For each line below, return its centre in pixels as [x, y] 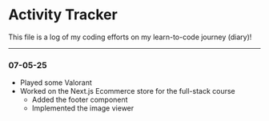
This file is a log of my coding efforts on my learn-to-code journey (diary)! [130, 37]
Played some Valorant [56, 83]
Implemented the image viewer [83, 108]
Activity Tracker [63, 15]
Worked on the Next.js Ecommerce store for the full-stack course [128, 91]
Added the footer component [80, 100]
